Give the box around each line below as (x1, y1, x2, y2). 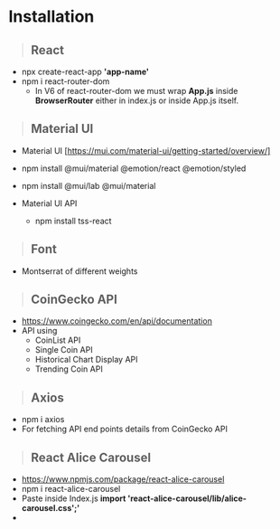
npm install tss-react (34, 215, 112, 226)
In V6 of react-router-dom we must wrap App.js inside (34, 86, 238, 96)
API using (21, 326, 58, 336)
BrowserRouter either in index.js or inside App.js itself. (34, 95, 239, 106)
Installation (8, 6, 95, 27)
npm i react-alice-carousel (21, 484, 121, 495)
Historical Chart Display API (34, 354, 138, 365)
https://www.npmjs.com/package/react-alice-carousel (21, 474, 225, 485)
